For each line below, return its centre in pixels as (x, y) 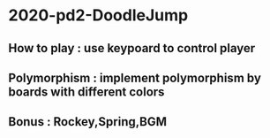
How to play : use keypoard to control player (132, 48)
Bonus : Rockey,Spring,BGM (87, 122)
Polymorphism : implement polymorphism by (135, 77)
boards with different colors (86, 92)
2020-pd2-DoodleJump (98, 15)
